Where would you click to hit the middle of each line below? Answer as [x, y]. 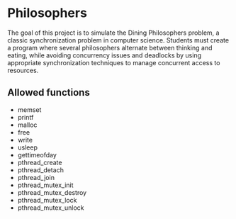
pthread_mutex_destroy [52, 192]
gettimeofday [37, 155]
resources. [23, 70]
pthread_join [36, 177]
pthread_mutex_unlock [51, 208]
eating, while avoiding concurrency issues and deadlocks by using [105, 55]
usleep [27, 147]
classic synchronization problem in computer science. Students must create [118, 40]
